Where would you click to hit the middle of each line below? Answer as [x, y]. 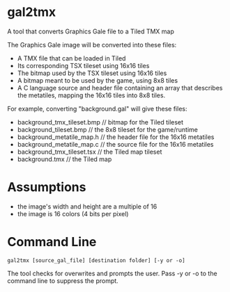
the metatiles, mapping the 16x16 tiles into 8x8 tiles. [91, 95]
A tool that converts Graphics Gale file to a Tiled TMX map [91, 31]
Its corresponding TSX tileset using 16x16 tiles [83, 65]
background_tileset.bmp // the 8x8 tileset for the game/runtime [108, 129]
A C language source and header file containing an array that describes [120, 88]
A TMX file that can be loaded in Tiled [71, 58]
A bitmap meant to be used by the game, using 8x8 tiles [98, 80]
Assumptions [47, 187]
